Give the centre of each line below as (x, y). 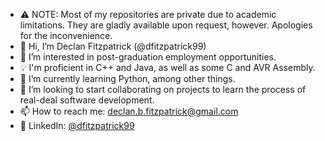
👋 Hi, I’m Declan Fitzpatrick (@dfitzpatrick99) (113, 46)
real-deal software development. (87, 100)
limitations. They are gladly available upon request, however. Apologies (166, 25)
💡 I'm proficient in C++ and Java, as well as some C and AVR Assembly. (167, 67)
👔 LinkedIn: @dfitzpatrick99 (77, 125)
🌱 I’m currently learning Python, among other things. (127, 78)
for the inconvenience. (66, 35)
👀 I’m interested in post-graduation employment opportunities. (148, 57)
